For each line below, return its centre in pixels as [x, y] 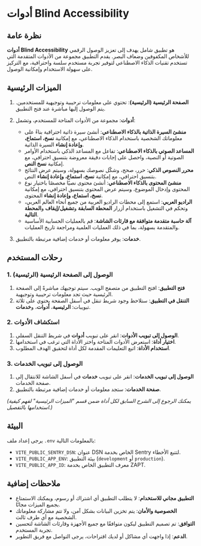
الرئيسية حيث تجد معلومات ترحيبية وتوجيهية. [64, 294]
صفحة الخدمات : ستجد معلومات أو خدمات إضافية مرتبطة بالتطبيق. [88, 389]
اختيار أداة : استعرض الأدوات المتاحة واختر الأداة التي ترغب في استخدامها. [96, 341]
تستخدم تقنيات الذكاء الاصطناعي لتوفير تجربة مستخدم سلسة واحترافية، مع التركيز [97, 63]
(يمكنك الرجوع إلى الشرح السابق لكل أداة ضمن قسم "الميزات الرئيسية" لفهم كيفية [99, 401]
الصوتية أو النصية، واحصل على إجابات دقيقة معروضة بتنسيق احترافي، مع [104, 157]
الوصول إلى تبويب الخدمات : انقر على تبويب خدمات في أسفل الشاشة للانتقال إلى [104, 377]
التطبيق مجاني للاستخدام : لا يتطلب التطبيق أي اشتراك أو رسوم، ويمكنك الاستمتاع [105, 498]
